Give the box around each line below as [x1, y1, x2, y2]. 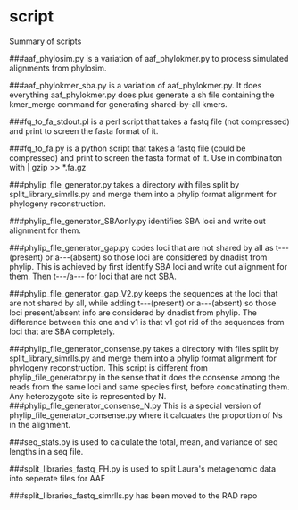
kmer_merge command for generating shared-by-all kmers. [9, 98, 228, 109]
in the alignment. [9, 419, 71, 430]
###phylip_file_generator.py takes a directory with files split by [9, 179, 240, 189]
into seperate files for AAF [9, 472, 106, 483]
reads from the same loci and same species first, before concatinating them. [9, 381, 290, 392]
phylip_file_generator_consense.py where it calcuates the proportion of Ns [9, 409, 283, 421]
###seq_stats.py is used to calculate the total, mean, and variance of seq [9, 436, 278, 447]
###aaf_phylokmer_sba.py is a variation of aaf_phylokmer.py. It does [9, 79, 262, 90]
